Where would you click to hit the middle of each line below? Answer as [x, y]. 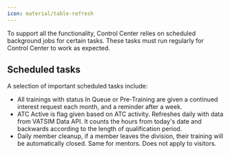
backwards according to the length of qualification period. [100, 129]
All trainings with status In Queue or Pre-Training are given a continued [117, 99]
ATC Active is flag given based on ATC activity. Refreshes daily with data [120, 114]
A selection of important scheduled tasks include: [77, 86]
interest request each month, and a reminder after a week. [100, 107]
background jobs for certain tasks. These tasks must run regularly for [106, 40]
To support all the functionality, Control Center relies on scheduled [102, 33]
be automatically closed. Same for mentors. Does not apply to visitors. [117, 144]
